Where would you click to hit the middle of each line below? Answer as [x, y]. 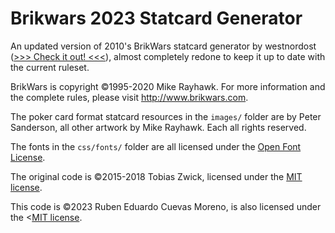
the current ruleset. [50, 67]
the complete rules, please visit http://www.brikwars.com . [129, 97]
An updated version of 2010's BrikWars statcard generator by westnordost [163, 46]
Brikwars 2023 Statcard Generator [156, 18]
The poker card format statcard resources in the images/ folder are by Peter [166, 116]
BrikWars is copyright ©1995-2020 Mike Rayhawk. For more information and [168, 86]
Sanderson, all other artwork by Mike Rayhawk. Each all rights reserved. [158, 127]
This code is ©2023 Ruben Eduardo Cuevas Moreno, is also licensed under [166, 206]
